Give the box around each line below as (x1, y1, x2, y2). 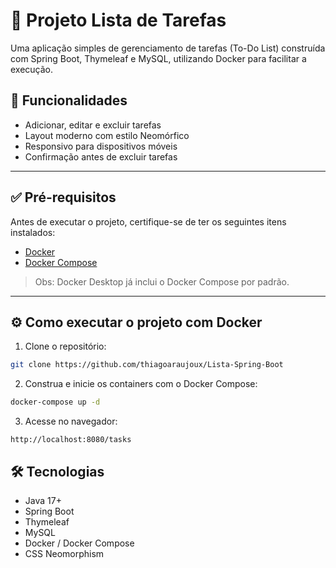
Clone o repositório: (24, 340, 107, 353)
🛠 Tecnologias (10, 463, 105, 480)
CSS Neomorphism (24, 547, 105, 559)
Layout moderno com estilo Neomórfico (24, 129, 190, 141)
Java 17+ (24, 494, 62, 506)
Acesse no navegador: (24, 415, 118, 428)
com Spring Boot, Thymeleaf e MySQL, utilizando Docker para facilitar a (10, 52, 307, 64)
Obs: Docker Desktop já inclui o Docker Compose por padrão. (34, 275, 290, 288)
